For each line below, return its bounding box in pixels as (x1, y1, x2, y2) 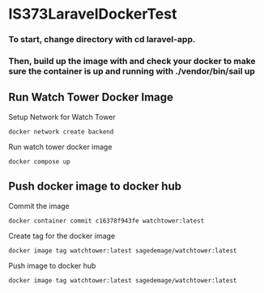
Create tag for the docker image (8, 231, 116, 240)
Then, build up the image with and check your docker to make (8, 56, 257, 67)
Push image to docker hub (8, 261, 96, 270)
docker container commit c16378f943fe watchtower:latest (8, 216, 205, 225)
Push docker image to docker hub (8, 180, 182, 193)
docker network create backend (8, 127, 114, 136)
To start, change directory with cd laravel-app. (8, 34, 196, 45)
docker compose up (8, 157, 70, 166)
